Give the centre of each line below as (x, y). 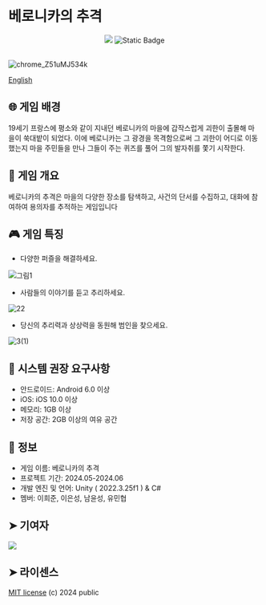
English (20, 79)
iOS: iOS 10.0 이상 (49, 400)
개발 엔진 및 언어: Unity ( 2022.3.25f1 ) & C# (91, 488)
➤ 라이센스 (33, 573)
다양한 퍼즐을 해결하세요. (58, 258)
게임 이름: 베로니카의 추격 (60, 468)
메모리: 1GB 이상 (46, 409)
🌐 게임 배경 (35, 107)
